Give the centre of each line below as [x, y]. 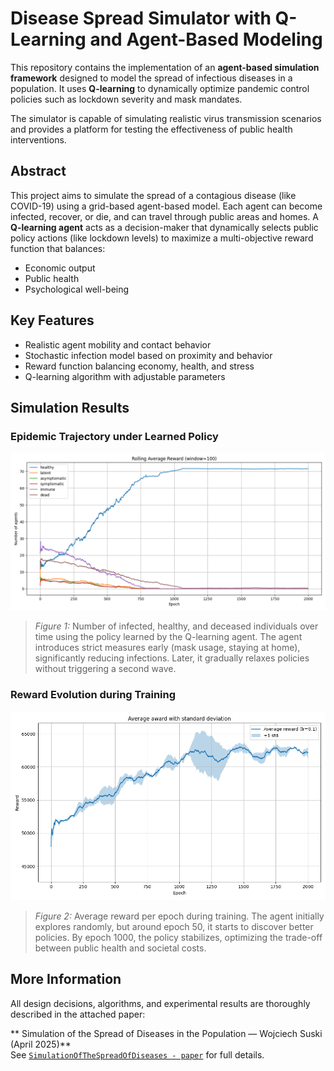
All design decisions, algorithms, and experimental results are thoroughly [160, 1003]
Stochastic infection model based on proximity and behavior [148, 355]
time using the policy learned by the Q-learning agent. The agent [168, 637]
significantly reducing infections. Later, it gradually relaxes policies [172, 658]
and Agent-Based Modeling [206, 39]
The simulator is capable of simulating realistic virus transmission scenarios [166, 118]
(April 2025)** [41, 1044]
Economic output [60, 268]
